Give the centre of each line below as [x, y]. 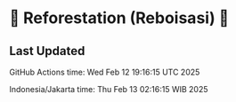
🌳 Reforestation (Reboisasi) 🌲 [119, 18]
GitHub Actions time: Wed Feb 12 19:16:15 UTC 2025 [105, 72]
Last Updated [47, 51]
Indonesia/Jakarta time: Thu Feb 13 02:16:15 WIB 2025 [109, 89]
